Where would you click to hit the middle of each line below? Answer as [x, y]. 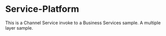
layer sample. [19, 28]
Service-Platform [42, 9]
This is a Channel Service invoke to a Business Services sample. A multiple [83, 23]
